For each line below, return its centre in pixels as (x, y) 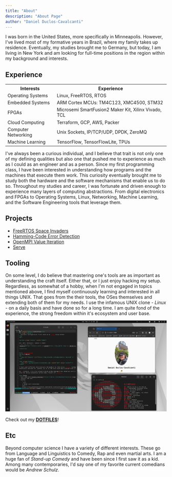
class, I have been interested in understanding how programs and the (79, 169)
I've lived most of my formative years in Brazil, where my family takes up (82, 42)
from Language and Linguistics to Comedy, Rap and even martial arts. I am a (86, 453)
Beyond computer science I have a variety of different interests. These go (83, 448)
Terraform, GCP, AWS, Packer (88, 122)
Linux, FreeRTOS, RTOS (81, 95)
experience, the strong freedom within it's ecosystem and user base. (78, 313)
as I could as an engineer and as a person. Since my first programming (80, 164)
